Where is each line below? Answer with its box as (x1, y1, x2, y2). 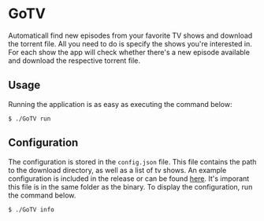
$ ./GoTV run (8, 115, 51, 123)
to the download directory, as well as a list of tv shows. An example (8, 165, 227, 175)
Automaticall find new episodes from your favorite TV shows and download (8, 31, 253, 40)
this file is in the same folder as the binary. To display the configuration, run (8, 182, 253, 191)
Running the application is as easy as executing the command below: (8, 99, 232, 109)
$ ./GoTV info (8, 205, 55, 213)
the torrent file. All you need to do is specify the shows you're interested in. (8, 39, 252, 48)
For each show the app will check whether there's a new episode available (8, 47, 251, 57)
